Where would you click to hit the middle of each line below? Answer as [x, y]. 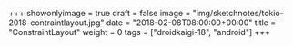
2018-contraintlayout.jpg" [56, 23]
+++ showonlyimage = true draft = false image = [100, 13]
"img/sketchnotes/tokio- [238, 13]
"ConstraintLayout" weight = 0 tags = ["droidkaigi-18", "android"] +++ [139, 32]
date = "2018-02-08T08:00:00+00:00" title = [191, 23]
